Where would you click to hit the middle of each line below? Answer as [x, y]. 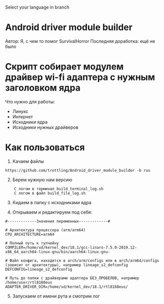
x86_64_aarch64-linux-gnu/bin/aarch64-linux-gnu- [58, 252]
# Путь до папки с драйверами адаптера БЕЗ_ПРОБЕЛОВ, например [72, 278]
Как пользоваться [45, 148]
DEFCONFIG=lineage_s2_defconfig [39, 269]
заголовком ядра [43, 88]
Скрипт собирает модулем [64, 67]
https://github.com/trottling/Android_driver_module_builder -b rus [78, 170]
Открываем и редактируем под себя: [52, 212]
